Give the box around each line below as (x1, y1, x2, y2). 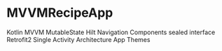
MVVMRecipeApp (6, 5, 113, 21)
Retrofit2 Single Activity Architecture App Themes (6, 35, 151, 43)
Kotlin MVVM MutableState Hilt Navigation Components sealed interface (6, 28, 216, 36)
